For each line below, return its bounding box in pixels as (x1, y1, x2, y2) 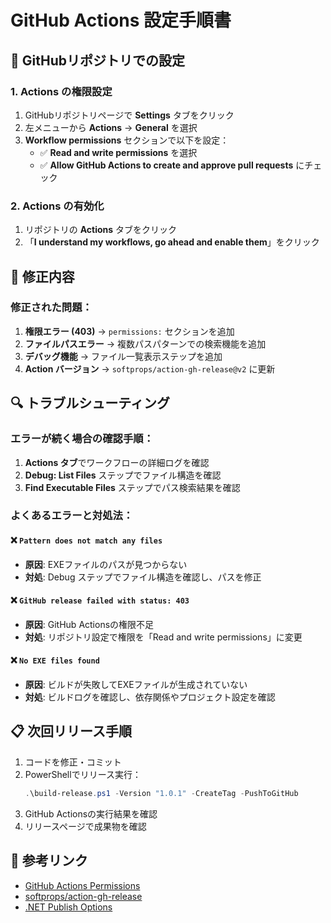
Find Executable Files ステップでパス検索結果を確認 (24, 481, 241, 493)
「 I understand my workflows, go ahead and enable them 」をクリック (24, 236, 320, 248)
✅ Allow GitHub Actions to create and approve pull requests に (39, 159, 305, 171)
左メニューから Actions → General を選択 (24, 121, 198, 133)
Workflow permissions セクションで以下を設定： (24, 134, 230, 146)
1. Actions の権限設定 (10, 84, 113, 98)
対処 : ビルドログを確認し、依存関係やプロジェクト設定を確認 (24, 691, 276, 703)
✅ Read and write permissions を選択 (39, 146, 198, 158)
